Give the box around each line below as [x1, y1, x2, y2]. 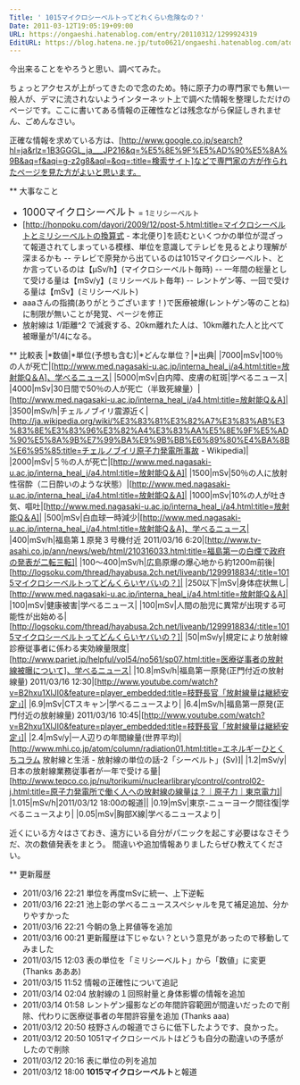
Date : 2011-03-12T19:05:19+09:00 [9, 21, 134, 30]
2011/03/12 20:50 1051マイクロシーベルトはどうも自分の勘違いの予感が [21, 1033, 284, 1044]
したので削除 [21, 1044, 70, 1055]
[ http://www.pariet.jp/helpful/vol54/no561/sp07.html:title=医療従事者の [9, 654, 268, 665]
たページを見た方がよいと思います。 [9, 167, 141, 178]
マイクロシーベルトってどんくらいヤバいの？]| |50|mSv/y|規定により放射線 [13, 631, 288, 643]
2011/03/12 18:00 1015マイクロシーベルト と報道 [21, 1066, 198, 1077]
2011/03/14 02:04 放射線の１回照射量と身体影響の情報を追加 [21, 989, 246, 999]
